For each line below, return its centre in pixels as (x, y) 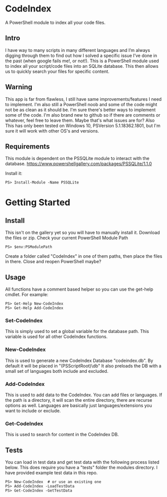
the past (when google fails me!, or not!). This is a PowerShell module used (82, 61)
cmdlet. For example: (27, 295)
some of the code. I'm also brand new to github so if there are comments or (83, 115)
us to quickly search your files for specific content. (57, 71)
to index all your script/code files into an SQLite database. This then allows (82, 66)
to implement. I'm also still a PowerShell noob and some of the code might (81, 104)
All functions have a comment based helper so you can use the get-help (79, 289)
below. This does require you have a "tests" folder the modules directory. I (82, 468)
